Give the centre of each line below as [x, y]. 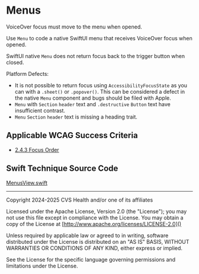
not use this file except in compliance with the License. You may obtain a [95, 218]
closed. [15, 62]
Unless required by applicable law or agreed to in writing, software [87, 235]
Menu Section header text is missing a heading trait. [76, 117]
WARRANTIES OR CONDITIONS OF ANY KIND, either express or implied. [94, 248]
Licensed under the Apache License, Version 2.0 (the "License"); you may [97, 211]
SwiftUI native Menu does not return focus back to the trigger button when [96, 56]
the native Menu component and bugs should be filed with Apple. [93, 98]
